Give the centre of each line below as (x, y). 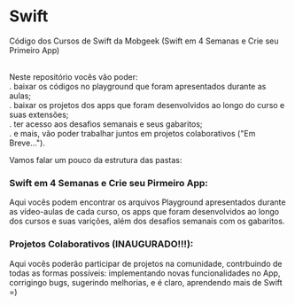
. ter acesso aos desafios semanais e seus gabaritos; (106, 124)
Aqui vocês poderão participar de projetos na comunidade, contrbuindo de (146, 263)
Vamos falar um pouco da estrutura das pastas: (96, 160)
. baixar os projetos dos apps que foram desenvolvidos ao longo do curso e (147, 105)
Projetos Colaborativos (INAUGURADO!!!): (101, 244)
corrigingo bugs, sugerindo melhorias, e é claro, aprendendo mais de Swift (146, 282)
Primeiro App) (35, 50)
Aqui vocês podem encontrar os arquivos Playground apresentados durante (147, 202)
